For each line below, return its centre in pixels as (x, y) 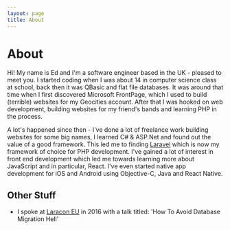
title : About (26, 20)
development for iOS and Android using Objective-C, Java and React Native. (115, 174)
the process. (25, 117)
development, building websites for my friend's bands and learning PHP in (112, 109)
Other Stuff (32, 195)
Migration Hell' (38, 219)
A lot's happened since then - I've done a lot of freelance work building (108, 130)
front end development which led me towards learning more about (101, 159)
